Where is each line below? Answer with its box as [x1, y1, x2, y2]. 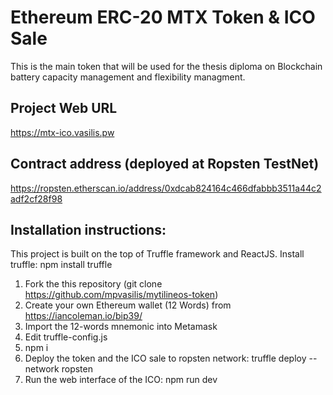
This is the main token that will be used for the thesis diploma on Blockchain [10, 60, 323, 72]
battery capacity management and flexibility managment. [10, 71, 246, 83]
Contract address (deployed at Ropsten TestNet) [10, 156, 320, 173]
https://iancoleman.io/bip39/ [24, 310, 143, 322]
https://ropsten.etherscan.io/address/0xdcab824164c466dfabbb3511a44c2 [10, 182, 322, 194]
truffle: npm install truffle [10, 259, 113, 271]
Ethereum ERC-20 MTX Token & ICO [10, 6, 316, 29]
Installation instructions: [10, 221, 167, 238]
